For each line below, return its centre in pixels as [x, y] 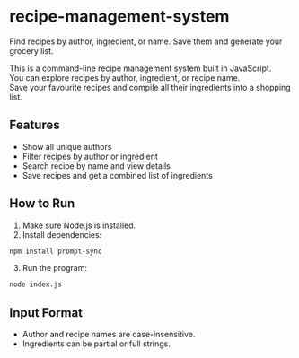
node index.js [36, 284]
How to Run [42, 204]
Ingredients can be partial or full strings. [96, 344]
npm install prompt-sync [56, 251]
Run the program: [55, 268]
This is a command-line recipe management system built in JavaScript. [141, 68]
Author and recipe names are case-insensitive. [109, 335]
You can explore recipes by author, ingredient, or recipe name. [125, 77]
